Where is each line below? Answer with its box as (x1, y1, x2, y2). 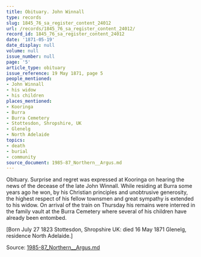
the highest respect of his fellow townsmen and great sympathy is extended (6, 195, 194, 202)
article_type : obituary (6, 64, 66, 71)
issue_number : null (6, 53, 55, 59)
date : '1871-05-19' (6, 37, 55, 43)
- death (6, 142, 26, 149)
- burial (6, 148, 28, 154)
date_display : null (6, 43, 55, 49)
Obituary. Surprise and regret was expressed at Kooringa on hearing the (6, 176, 185, 183)
